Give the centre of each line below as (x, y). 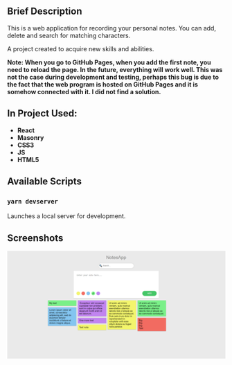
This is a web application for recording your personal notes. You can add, (112, 28)
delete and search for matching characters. (69, 35)
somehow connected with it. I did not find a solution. (84, 91)
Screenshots (35, 238)
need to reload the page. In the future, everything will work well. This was (115, 69)
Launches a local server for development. (66, 216)
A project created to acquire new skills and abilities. (81, 48)
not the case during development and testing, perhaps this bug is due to (113, 77)
